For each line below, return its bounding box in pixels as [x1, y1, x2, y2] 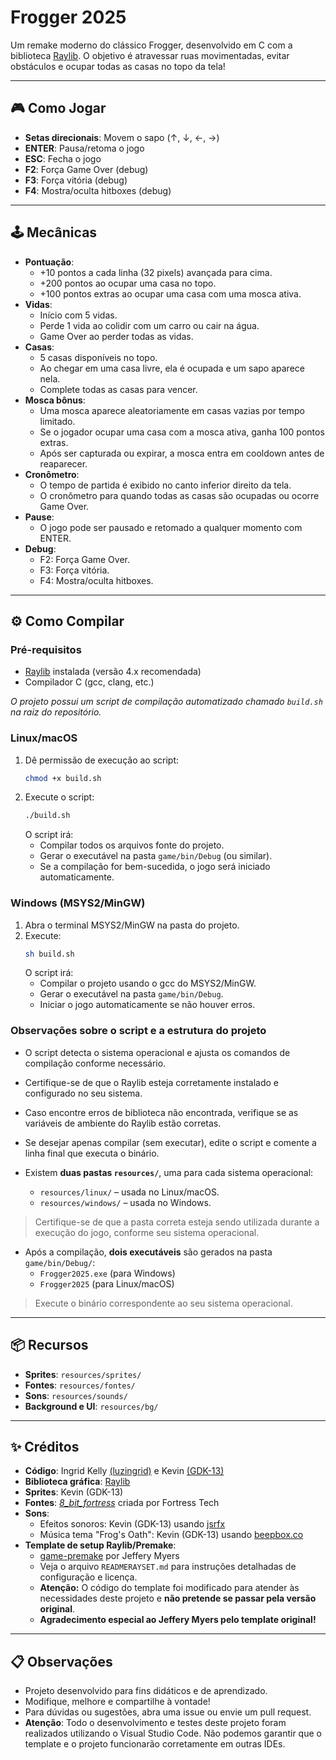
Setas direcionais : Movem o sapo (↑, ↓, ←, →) [24, 131, 220, 143]
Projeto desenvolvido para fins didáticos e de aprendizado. [24, 1685, 268, 1697]
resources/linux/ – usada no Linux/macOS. [39, 1186, 220, 1198]
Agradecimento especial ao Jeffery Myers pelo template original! [39, 1614, 317, 1626]
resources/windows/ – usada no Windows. [39, 1196, 212, 1208]
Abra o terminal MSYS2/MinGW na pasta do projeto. [24, 919, 240, 931]
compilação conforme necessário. [24, 1057, 167, 1069]
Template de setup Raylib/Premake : [24, 1539, 177, 1551]
